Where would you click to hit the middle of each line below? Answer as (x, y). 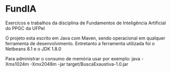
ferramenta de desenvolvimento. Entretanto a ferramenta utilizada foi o (80, 43)
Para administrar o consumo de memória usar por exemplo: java (73, 58)
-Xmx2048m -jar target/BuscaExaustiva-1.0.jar (79, 64)
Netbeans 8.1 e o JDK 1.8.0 (33, 49)
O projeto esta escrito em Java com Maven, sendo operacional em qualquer (85, 38)
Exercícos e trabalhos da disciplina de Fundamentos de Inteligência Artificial (86, 23)
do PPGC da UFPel (25, 28)
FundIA (21, 9)
